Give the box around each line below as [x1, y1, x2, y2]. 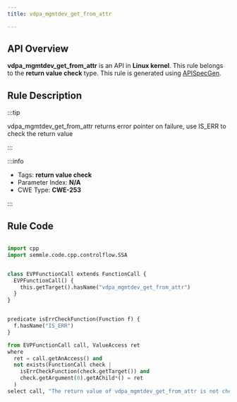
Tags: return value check [17, 171, 92, 179]
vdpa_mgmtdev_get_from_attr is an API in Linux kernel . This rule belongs [7, 62, 224, 70]
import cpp [7, 245, 39, 252]
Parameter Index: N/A [17, 178, 81, 187]
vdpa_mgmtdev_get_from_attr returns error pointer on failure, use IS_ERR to [7, 122, 227, 131]
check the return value [7, 130, 73, 138]
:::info [7, 157, 24, 166]
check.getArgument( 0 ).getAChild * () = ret [20, 374, 143, 382]
